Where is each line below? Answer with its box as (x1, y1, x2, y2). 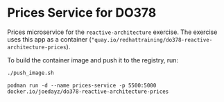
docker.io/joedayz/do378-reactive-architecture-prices (7, 88, 169, 95)
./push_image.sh (7, 69, 54, 76)
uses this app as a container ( (7, 35, 92, 43)
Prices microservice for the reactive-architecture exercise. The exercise (7, 28, 218, 36)
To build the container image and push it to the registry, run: (7, 56, 179, 64)
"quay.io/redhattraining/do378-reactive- (91, 36, 213, 43)
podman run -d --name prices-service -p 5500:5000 (7, 82, 157, 89)
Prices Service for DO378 (7, 5, 157, 21)
